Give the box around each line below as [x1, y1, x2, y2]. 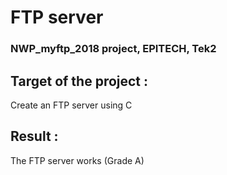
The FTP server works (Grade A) [10, 154, 145, 166]
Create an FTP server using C [10, 99, 133, 111]
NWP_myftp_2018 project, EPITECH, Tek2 [10, 42, 217, 56]
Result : [10, 128, 59, 145]
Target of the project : [10, 72, 149, 90]
